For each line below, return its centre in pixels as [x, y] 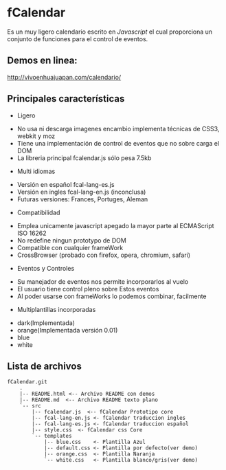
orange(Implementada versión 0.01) [67, 330]
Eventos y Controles [46, 268]
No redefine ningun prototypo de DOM [72, 240]
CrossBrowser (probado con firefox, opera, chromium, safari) [104, 255]
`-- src [30, 406]
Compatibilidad [38, 212]
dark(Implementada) [46, 323]
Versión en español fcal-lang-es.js [66, 184]
